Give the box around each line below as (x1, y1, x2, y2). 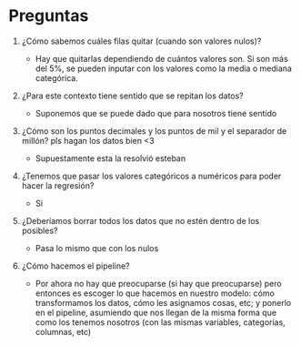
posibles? (21, 225, 58, 236)
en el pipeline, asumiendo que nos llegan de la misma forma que (35, 307, 277, 318)
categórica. (35, 72, 79, 83)
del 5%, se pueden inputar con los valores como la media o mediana (35, 63, 293, 74)
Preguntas (8, 5, 89, 26)
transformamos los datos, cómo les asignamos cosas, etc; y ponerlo (35, 297, 292, 308)
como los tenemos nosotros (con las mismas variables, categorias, (35, 316, 286, 328)
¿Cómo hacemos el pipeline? (21, 260, 131, 271)
